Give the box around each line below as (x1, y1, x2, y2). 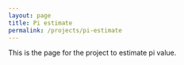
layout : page (8, 11, 52, 20)
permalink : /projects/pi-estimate (8, 26, 123, 34)
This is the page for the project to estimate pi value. (8, 48, 177, 58)
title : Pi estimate (8, 19, 73, 27)
